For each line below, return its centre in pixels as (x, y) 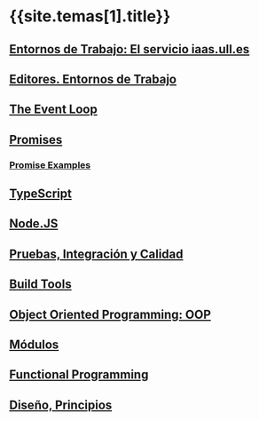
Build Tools (41, 285)
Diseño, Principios (61, 405)
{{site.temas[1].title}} (90, 16)
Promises (36, 139)
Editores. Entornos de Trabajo (93, 79)
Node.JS (34, 224)
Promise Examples (50, 164)
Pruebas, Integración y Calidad (96, 254)
